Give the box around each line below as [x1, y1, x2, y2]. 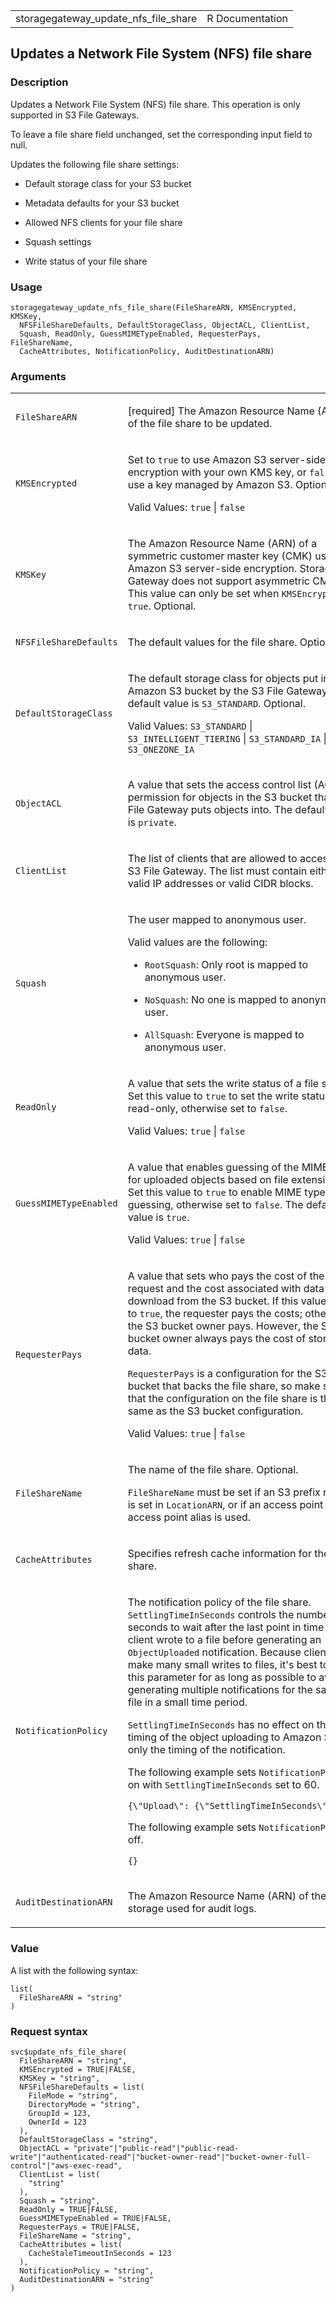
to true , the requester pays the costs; [127, 1307, 303, 1321]
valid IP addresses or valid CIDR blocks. [127, 877, 314, 891]
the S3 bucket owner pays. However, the [127, 1319, 319, 1333]
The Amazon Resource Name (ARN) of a [127, 537, 318, 551]
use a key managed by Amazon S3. [127, 478, 293, 492]
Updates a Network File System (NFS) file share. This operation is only [10, 98, 301, 110]
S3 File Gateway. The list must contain [127, 864, 308, 878]
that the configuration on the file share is [127, 1392, 318, 1406]
